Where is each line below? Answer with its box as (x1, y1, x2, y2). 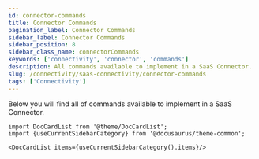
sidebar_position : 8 (8, 41, 77, 49)
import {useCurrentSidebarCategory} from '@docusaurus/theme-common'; (8, 129, 246, 138)
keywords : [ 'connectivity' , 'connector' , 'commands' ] (8, 56, 190, 64)
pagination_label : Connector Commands (8, 26, 136, 34)
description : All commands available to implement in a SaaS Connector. (8, 63, 253, 71)
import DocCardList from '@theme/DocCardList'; (8, 123, 168, 131)
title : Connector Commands (8, 19, 97, 27)
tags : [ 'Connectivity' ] (8, 77, 87, 85)
